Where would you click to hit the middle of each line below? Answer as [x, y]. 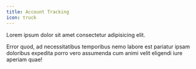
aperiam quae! [24, 59]
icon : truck [21, 18]
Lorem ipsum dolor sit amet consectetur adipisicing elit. [76, 34]
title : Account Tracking [38, 12]
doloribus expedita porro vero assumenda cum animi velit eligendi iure [94, 53]
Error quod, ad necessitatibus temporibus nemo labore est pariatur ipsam [98, 47]
